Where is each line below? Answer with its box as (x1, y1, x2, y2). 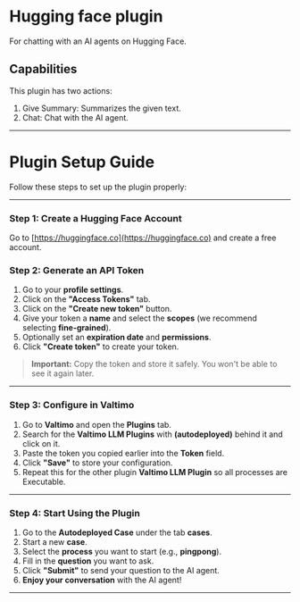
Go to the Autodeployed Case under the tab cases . (21, 527, 212, 538)
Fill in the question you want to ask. (21, 556, 154, 566)
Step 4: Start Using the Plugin (9, 506, 140, 519)
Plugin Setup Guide (9, 152, 154, 171)
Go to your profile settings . (21, 284, 124, 296)
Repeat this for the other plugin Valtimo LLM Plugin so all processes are (21, 466, 288, 477)
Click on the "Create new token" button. (21, 304, 172, 314)
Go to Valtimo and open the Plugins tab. (21, 419, 172, 430)
